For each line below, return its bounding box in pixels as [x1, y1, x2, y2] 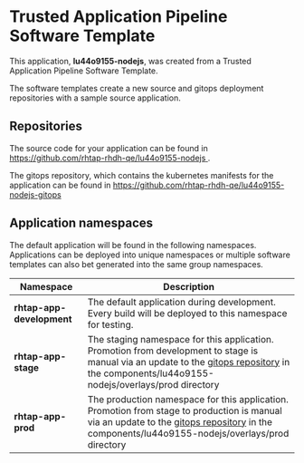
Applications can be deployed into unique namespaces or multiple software [9, 249, 291, 260]
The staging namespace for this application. [87, 333, 274, 345]
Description [162, 280, 215, 293]
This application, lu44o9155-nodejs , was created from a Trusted [9, 55, 252, 66]
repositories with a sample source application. [9, 92, 181, 103]
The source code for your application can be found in [9, 142, 208, 153]
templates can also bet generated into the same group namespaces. [9, 258, 264, 269]
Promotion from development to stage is [87, 344, 259, 357]
